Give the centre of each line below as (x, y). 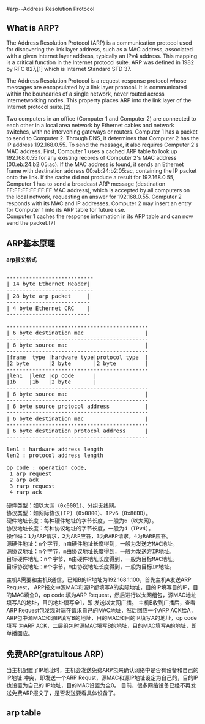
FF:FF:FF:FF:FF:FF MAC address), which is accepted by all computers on (98, 190)
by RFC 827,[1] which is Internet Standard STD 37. (69, 69)
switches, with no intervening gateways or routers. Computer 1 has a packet (102, 132)
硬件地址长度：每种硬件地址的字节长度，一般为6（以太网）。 (82, 521)
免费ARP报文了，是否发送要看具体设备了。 (65, 693)
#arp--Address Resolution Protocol (50, 9)
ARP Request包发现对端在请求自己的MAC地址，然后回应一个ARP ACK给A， (101, 610)
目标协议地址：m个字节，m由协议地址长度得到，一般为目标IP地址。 (91, 567)
